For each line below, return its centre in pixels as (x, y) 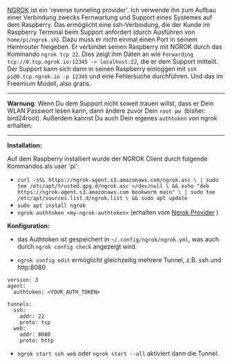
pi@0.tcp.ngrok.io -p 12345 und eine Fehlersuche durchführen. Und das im (115, 76)
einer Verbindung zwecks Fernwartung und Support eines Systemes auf (110, 17)
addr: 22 (32, 316)
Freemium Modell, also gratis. (49, 83)
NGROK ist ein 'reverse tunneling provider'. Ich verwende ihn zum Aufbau (112, 10)
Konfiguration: (29, 226)
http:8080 (31, 267)
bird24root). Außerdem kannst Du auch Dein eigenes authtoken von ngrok (112, 118)
